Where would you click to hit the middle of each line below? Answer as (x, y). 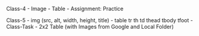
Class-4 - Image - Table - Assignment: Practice (65, 9)
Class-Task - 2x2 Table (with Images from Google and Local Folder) (90, 27)
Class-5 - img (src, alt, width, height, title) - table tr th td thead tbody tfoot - (100, 20)
